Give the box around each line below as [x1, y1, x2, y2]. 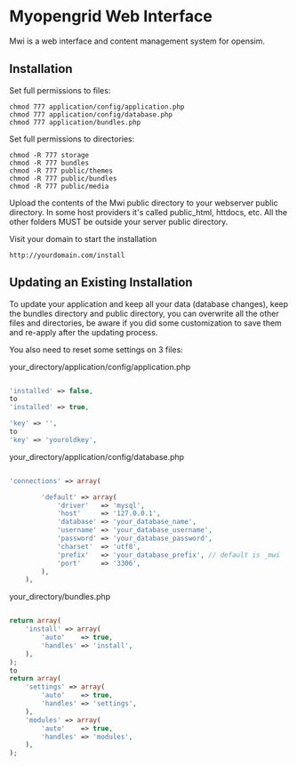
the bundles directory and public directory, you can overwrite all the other [9, 308, 280, 318]
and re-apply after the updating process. [9, 327, 158, 337]
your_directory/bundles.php [9, 592, 111, 602]
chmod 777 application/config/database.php [9, 109, 173, 119]
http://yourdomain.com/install [9, 251, 125, 260]
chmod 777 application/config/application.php [9, 102, 185, 111]
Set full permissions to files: [9, 85, 111, 95]
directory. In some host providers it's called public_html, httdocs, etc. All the [9, 206, 287, 217]
